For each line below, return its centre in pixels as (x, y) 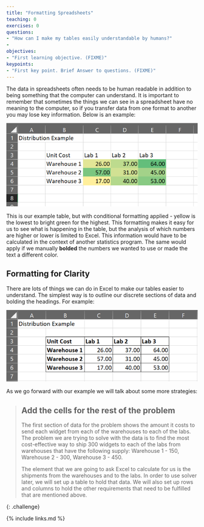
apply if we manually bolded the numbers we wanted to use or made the (97, 248)
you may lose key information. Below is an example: (71, 114)
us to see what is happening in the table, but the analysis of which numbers (101, 229)
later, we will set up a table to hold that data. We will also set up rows (107, 482)
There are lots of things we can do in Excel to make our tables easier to (95, 288)
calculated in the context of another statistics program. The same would (96, 242)
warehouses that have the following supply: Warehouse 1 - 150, (100, 451)
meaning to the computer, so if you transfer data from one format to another (101, 108)
